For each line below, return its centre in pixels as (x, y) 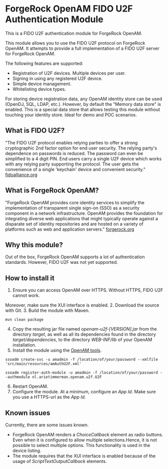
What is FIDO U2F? (35, 131)
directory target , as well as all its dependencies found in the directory (84, 335)
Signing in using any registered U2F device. (57, 78)
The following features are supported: (44, 63)
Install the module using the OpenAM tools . (57, 350)
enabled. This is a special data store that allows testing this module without (83, 109)
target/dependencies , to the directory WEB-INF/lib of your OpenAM (82, 340)
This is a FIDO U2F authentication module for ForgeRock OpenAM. (74, 33)
